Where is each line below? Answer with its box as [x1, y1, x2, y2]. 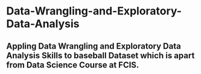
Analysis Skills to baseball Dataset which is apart [6, 50, 195, 61]
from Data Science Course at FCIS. [6, 60, 139, 70]
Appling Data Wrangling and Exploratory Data [6, 41, 181, 51]
